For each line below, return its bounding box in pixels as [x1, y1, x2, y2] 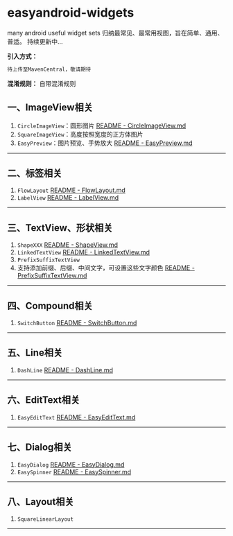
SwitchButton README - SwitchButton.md [17, 319, 137, 327]
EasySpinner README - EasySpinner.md [17, 467, 132, 476]
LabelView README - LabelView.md [17, 193, 119, 202]
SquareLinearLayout [17, 516, 74, 523]
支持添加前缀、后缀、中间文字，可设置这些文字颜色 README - [17, 263, 196, 272]
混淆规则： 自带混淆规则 [7, 79, 76, 87]
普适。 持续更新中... [7, 37, 64, 46]
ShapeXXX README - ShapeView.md [17, 241, 118, 249]
